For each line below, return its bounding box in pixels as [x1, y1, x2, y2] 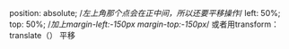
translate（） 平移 [9, 30, 76, 40]
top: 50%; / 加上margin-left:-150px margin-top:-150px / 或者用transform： [9, 19, 280, 29]
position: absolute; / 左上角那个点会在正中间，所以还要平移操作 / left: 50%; [9, 8, 281, 18]
